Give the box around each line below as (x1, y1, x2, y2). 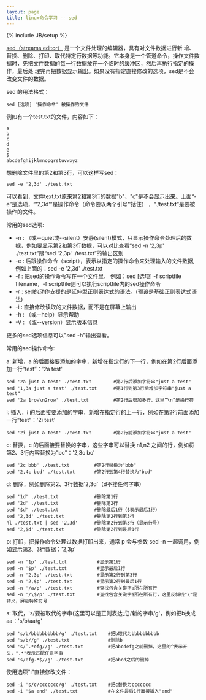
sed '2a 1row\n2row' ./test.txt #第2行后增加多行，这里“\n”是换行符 (6, 397, 194, 403)
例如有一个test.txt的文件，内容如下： (6, 113, 99, 120)
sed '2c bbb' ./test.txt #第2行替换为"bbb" (6, 462, 137, 468)
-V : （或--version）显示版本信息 (15, 318, 98, 326)
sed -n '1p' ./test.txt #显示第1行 (6, 559, 121, 565)
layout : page (6, 9, 40, 15)
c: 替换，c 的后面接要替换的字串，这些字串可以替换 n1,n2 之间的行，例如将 (6, 441, 195, 448)
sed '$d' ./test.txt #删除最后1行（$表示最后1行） (6, 507, 161, 513)
